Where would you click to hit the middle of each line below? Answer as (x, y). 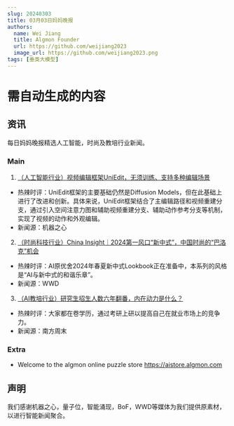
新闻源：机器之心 (42, 227)
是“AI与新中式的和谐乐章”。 (57, 275)
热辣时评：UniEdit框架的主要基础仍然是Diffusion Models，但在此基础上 (120, 192)
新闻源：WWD (38, 284)
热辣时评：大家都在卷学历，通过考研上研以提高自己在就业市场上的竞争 (119, 314)
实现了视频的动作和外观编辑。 (60, 219)
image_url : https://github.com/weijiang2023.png (86, 53)
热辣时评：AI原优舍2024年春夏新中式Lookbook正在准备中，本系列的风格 (122, 266)
